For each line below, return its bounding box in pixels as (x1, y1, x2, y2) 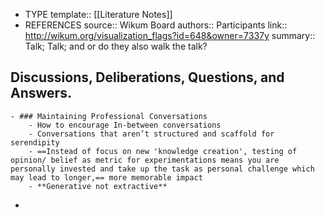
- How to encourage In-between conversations (28, 120, 222, 130)
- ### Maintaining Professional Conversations (10, 111, 208, 121)
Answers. (10, 85, 72, 102)
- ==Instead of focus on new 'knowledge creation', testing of (28, 146, 298, 156)
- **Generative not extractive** (28, 181, 168, 191)
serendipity (10, 137, 60, 148)
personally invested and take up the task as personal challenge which (10, 164, 315, 174)
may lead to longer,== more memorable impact (10, 172, 203, 183)
